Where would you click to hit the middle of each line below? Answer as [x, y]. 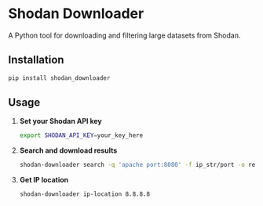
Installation [36, 60]
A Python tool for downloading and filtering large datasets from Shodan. [124, 35]
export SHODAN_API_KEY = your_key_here [81, 136]
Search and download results [68, 150]
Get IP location [44, 180]
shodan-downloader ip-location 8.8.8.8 [85, 194]
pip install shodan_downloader [59, 78]
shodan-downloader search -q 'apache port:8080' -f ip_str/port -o [132, 165]
